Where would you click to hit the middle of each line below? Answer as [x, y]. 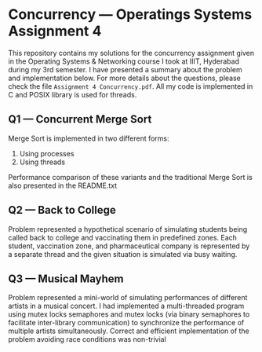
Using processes [47, 153]
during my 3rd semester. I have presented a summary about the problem [126, 69]
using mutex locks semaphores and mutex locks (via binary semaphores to [129, 314]
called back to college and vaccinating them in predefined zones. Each [123, 237]
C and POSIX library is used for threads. [73, 94]
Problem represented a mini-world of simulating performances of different [128, 298]
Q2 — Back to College [62, 210]
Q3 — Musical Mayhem [66, 279]
